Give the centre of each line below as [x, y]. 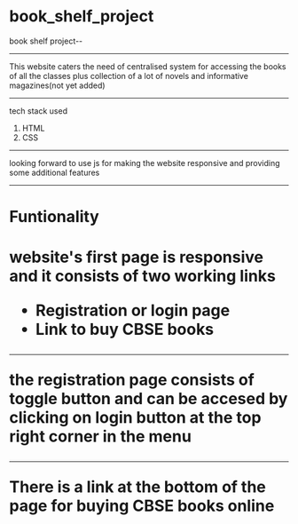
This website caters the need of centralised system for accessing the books [148, 66]
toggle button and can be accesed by [149, 399]
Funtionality [54, 217]
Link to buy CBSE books [125, 329]
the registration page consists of [132, 380]
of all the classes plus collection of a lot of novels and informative [129, 75]
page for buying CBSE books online [142, 506]
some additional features [55, 172]
